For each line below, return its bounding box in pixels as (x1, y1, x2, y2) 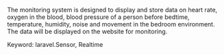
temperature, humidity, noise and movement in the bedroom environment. (7, 20, 215, 28)
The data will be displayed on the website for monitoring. (7, 27, 168, 35)
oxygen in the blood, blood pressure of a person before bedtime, (7, 13, 190, 21)
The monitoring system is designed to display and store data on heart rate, (7, 6, 218, 14)
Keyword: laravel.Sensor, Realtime (7, 41, 103, 48)
